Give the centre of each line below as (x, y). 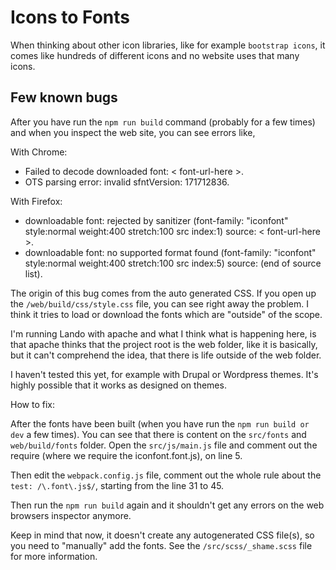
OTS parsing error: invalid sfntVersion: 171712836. (127, 182)
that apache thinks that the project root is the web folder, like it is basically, (164, 344)
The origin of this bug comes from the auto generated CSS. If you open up (163, 293)
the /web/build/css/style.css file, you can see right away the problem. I (159, 303)
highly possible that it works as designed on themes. (118, 385)
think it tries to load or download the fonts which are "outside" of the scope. (166, 314)
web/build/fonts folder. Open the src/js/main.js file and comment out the (164, 445)
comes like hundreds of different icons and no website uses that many (155, 55)
